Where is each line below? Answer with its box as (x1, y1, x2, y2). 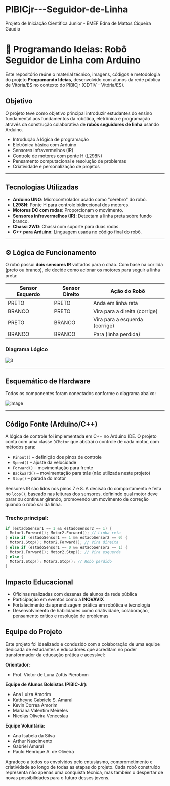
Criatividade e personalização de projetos (12, 163, 100, 169)
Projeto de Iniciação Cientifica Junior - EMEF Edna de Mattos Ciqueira (5, 20, 151, 26)
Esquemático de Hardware (5, 377, 91, 385)
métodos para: (5, 444, 36, 450)
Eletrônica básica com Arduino (12, 141, 77, 148)
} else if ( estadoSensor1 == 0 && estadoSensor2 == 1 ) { (5, 545, 128, 550)
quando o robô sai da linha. (5, 502, 62, 508)
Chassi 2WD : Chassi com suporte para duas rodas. (12, 223, 120, 229)
